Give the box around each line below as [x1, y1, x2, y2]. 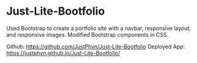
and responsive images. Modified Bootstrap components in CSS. [6, 31, 169, 38]
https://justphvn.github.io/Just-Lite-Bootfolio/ [6, 49, 120, 56]
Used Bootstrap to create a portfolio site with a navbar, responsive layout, [6, 24, 191, 32]
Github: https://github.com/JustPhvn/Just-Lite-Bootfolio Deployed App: [6, 43, 185, 50]
